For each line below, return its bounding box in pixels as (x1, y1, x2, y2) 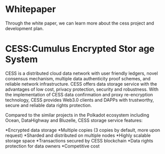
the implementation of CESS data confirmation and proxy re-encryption (5, 91, 153, 97)
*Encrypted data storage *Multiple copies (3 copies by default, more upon (5, 127, 160, 133)
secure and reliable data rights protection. (5, 102, 92, 108)
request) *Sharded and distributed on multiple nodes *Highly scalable (5, 132, 151, 138)
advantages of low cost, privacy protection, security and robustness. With (5, 86, 158, 92)
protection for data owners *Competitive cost (5, 143, 100, 149)
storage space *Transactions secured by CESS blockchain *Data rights (5, 137, 153, 143)
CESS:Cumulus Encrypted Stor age (5, 43, 155, 55)
